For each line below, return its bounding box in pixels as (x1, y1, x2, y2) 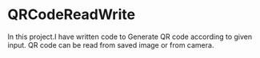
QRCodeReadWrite (7, 6, 136, 24)
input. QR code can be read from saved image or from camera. (7, 40, 214, 49)
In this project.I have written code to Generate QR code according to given (7, 32, 253, 41)
